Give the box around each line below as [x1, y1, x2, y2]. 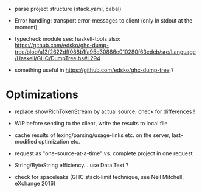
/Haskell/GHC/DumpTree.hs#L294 [14, 55, 101, 61]
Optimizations [5, 88, 78, 102]
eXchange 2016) [14, 180, 56, 187]
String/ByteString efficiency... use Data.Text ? [14, 161, 129, 169]
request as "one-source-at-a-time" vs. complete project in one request [14, 149, 193, 157]
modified [14, 138, 37, 145]
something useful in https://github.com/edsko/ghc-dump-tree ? [14, 66, 174, 74]
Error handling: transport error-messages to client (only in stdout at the [14, 17, 193, 24]
